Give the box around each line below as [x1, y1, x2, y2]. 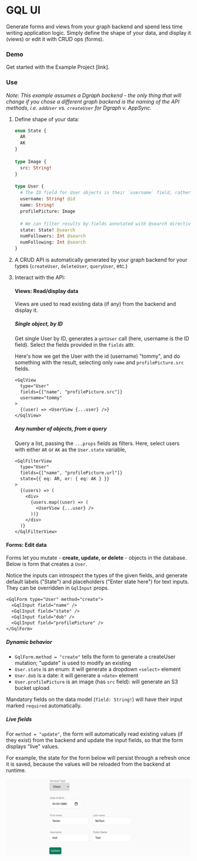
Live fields [6, 716, 32, 723]
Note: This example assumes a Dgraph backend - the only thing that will [6, 92, 182, 99]
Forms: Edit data [6, 541, 47, 548]
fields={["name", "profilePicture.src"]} [20, 389, 123, 395]
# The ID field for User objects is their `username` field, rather [20, 190, 191, 196]
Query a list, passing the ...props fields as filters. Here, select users [14, 440, 180, 447]
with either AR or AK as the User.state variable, [14, 446, 127, 453]
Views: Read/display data [14, 287, 79, 294]
